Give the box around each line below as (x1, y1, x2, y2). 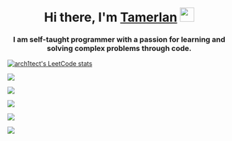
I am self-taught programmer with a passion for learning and (13, 35, 226, 45)
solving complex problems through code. (47, 43, 192, 53)
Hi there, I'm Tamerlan (43, 9, 177, 26)
